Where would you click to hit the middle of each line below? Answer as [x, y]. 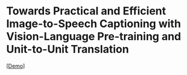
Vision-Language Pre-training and [94, 37]
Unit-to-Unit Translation [68, 49]
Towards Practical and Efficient [86, 11]
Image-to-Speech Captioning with [93, 24]
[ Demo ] [16, 66]
